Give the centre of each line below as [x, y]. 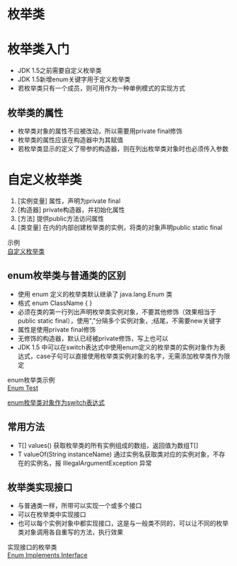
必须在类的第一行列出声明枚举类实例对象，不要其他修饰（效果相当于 [117, 311]
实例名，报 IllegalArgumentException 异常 [91, 463]
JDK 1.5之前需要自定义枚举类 [60, 71]
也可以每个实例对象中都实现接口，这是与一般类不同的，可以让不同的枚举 [123, 524]
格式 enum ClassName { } [55, 303]
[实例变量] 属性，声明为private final [69, 201]
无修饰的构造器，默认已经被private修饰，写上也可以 [93, 338]
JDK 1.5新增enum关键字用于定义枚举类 [74, 79]
